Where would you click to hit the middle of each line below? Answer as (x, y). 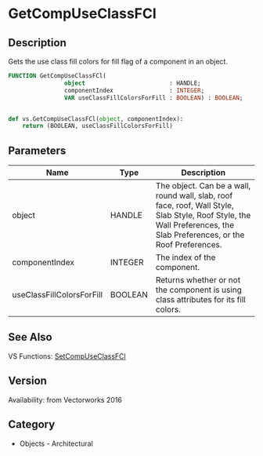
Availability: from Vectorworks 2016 (65, 399)
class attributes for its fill (201, 300)
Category (32, 425)
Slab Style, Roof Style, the (203, 215)
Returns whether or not (198, 280)
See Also (30, 337)
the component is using (199, 290)
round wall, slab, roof (194, 195)
